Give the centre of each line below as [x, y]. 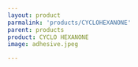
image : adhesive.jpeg [43, 44]
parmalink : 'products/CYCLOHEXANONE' [69, 23]
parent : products [36, 30]
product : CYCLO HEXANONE [48, 37]
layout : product [34, 15]
